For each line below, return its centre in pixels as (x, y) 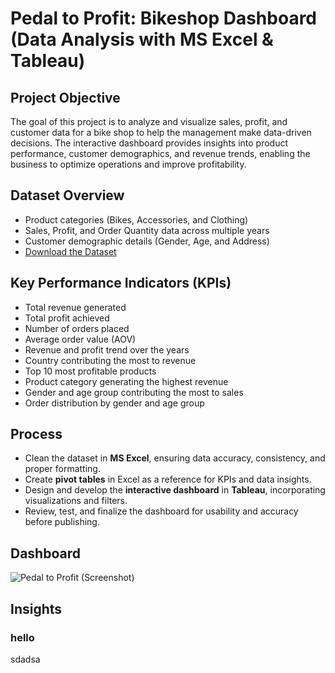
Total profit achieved (67, 318)
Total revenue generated (75, 307)
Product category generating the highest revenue (126, 381)
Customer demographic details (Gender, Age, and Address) (147, 241)
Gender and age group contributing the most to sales (134, 392)
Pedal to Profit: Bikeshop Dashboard (164, 18)
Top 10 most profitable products (90, 371)
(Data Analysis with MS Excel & (142, 39)
